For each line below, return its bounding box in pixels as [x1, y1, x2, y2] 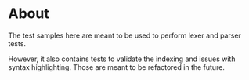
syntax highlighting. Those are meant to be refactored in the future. [8, 62, 226, 71]
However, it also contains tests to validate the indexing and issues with [8, 54, 236, 64]
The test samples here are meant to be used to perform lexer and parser [8, 31, 241, 40]
